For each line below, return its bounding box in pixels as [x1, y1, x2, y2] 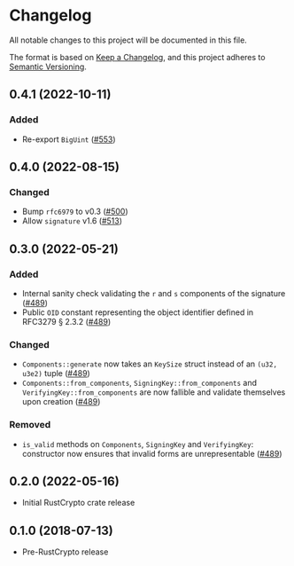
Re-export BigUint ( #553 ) [21, 134, 117, 145]
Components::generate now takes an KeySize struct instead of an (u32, [21, 358, 277, 369]
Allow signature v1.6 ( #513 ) [21, 216, 122, 226]
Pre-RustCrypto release [21, 546, 109, 557]
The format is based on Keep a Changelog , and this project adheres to [9, 51, 266, 62]
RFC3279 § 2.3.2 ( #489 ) [21, 317, 112, 326]
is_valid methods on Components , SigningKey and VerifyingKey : [21, 438, 254, 449]
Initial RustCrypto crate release [21, 498, 135, 508]
